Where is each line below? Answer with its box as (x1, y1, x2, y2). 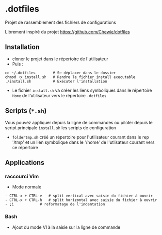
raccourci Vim (5, 173, 39, 180)
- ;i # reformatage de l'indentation (5, 202, 105, 207)
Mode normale (12, 184, 42, 190)
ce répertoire (12, 144, 38, 150)
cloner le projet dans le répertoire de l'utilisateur (12, 56, 108, 62)
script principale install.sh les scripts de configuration (5, 125, 116, 131)
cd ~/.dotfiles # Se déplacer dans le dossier (5, 70, 116, 75)
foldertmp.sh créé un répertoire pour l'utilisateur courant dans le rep (12, 134, 149, 140)
